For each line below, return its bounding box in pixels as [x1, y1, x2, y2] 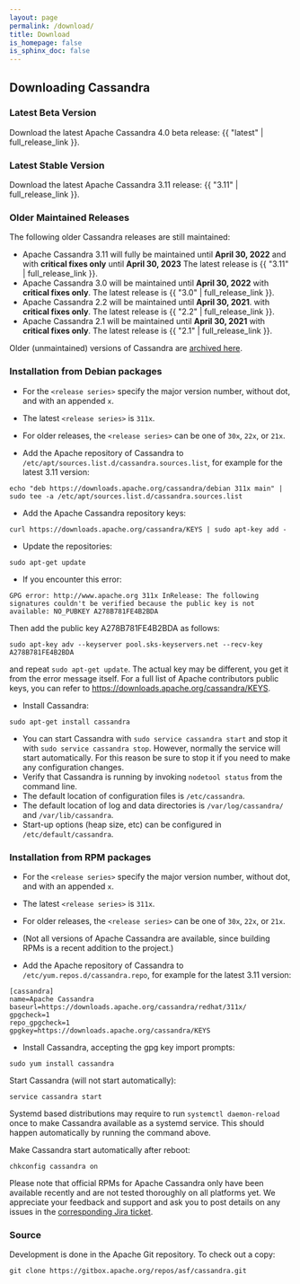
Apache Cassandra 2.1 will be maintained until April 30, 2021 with [22, 316, 266, 327]
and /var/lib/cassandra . [22, 809, 114, 820]
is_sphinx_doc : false [9, 47, 91, 56]
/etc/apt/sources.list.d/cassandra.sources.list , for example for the [22, 457, 283, 468]
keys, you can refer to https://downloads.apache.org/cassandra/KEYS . [9, 682, 271, 693]
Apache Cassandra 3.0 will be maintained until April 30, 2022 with [22, 277, 269, 288]
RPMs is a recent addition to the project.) [22, 943, 174, 953]
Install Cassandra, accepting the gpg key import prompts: [22, 1042, 235, 1052]
